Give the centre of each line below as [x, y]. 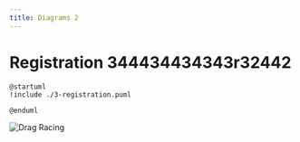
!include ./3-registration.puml [70, 95]
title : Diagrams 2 [44, 18]
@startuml [28, 87]
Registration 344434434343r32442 [150, 62]
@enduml [24, 110]
